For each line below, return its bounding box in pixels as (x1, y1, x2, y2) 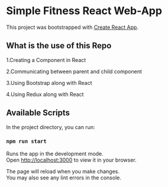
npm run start (6, 138, 47, 145)
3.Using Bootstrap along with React (6, 79, 92, 86)
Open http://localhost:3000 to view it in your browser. (6, 156, 137, 163)
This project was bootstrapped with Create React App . (6, 24, 139, 31)
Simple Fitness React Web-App (6, 4, 163, 18)
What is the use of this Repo (6, 41, 112, 51)
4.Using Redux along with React (6, 90, 84, 98)
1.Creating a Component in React (6, 56, 86, 63)
